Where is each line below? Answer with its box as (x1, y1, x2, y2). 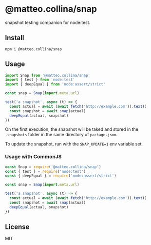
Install (5, 34, 24, 42)
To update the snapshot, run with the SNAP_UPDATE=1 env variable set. (5, 141, 143, 147)
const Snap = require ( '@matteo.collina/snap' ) (5, 164, 101, 169)
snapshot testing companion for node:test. (5, 20, 91, 25)
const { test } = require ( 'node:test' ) (5, 169, 86, 174)
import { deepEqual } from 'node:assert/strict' (5, 82, 106, 87)
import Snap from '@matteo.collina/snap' (5, 73, 91, 78)
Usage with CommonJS (5, 153, 62, 160)
